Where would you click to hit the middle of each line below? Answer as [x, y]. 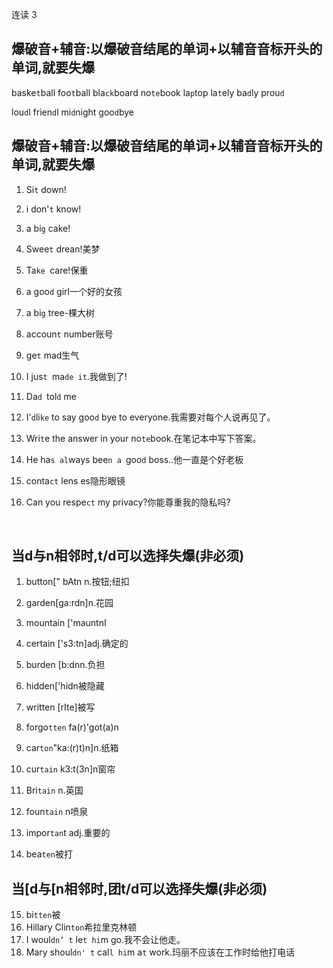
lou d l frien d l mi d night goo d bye [72, 112]
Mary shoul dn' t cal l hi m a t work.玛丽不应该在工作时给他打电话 [160, 952]
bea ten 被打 [49, 854]
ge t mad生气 [52, 355]
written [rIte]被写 [60, 707]
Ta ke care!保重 [57, 270]
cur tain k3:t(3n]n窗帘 [70, 769]
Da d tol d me [51, 396]
